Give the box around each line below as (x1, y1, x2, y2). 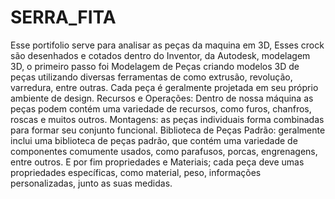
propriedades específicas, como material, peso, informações (10, 166, 262, 178)
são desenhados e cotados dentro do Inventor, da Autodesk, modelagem (10, 49, 311, 61)
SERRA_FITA (10, 6, 117, 29)
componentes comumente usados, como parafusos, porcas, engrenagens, (10, 145, 318, 157)
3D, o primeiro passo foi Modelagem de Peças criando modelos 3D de (10, 60, 300, 72)
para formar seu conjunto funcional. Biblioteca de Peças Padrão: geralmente (10, 124, 326, 136)
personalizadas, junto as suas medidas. (10, 177, 173, 189)
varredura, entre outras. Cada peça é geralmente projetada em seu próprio (10, 81, 319, 93)
